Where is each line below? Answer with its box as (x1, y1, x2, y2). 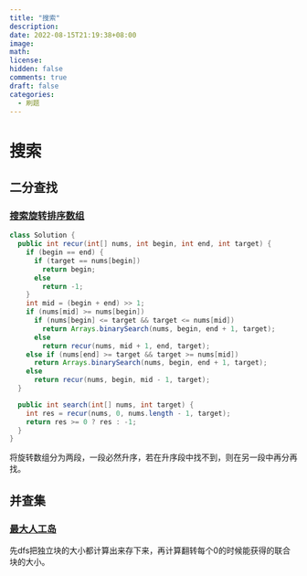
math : (9, 48, 30, 57)
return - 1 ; (42, 282, 84, 291)
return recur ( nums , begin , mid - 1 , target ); (33, 376, 210, 385)
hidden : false (9, 65, 64, 74)
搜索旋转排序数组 (9, 209, 85, 222)
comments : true (9, 73, 68, 82)
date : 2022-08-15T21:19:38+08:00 (9, 30, 137, 39)
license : (9, 56, 43, 65)
